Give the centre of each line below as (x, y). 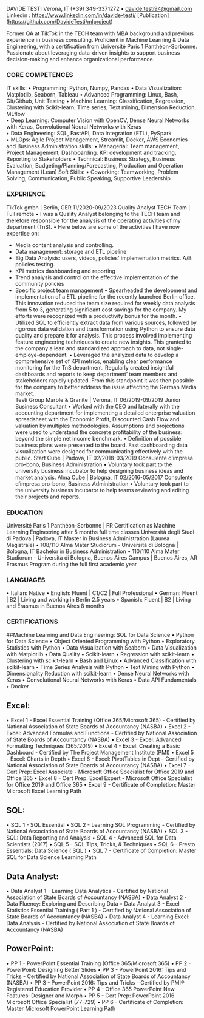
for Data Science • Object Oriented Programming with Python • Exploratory (101, 641)
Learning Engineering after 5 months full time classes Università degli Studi (100, 532)
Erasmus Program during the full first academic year (72, 564)
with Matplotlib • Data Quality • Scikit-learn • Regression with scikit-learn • (100, 654)
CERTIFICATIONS (32, 622)
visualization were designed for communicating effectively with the (99, 451)
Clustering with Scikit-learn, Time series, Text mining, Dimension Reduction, (101, 107)
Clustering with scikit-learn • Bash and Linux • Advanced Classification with (101, 660)
